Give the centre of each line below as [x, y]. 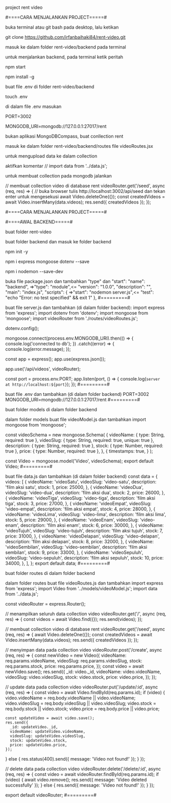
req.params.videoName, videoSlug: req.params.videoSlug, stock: [74, 661]
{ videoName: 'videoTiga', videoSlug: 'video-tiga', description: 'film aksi [80, 498]
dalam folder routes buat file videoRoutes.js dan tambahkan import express [84, 583]
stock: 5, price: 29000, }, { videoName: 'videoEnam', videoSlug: [72, 520]
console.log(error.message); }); [38, 349]
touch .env [17, 96]
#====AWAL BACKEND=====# [39, 222]
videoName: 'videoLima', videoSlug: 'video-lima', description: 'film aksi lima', [86, 514]
